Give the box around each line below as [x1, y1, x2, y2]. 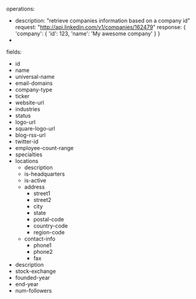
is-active [24, 177, 47, 184]
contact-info [24, 235, 56, 242]
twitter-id [15, 138, 38, 145]
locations [15, 157, 38, 164]
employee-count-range [15, 145, 74, 151]
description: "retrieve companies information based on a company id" [15, 17, 191, 24]
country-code [33, 222, 68, 229]
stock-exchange [15, 268, 56, 275]
